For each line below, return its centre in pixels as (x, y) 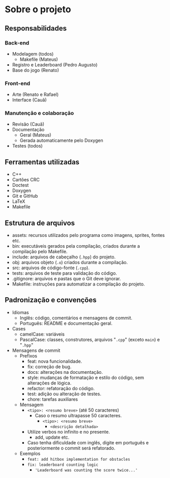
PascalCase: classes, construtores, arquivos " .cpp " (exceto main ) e (90, 339)
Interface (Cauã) (29, 100)
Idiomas (20, 312)
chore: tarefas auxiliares (53, 399)
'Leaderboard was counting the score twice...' (86, 470)
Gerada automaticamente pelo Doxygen (61, 140)
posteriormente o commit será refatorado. (71, 448)
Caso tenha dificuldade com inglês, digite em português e (88, 442)
